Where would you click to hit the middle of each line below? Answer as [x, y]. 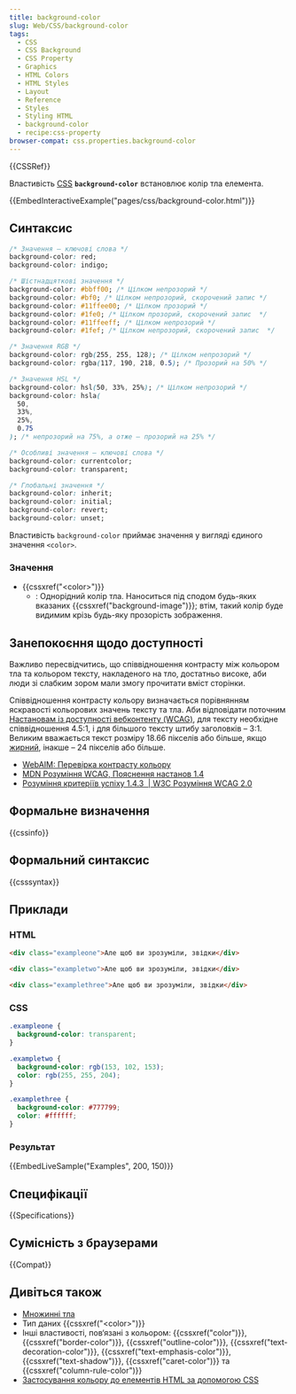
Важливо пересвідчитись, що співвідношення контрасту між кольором [144, 665]
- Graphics [37, 67]
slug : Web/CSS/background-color [69, 26]
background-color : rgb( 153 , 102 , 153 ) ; [91, 1067]
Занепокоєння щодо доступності [106, 643]
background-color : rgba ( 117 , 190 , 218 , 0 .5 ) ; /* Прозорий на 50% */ [138, 363]
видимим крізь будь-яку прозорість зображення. [129, 615]
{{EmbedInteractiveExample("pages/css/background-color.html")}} [132, 200]
